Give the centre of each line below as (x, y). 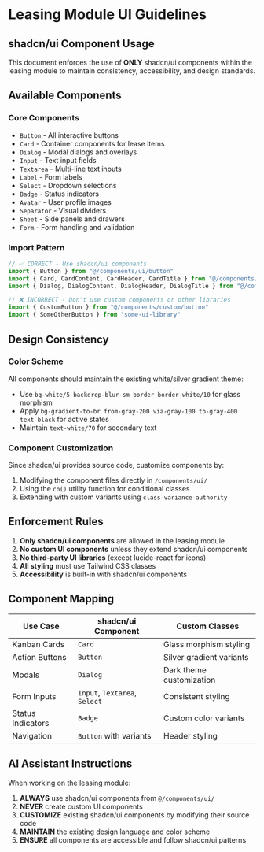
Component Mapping (61, 599)
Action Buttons (39, 657)
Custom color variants (204, 718)
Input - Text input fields (58, 160)
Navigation (32, 735)
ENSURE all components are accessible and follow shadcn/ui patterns (133, 839)
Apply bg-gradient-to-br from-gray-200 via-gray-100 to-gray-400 (128, 410)
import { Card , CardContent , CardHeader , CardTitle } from (107, 278)
